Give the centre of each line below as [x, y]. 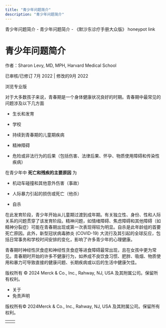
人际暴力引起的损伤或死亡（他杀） [47, 194]
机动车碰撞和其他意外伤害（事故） [47, 183]
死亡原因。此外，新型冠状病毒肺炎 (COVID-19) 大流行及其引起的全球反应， [81, 233]
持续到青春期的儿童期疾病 [38, 135]
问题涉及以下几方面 [25, 103]
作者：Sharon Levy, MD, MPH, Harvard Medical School [61, 65]
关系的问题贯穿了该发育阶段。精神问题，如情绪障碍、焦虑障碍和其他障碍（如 [83, 221]
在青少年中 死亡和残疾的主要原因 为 [41, 173]
